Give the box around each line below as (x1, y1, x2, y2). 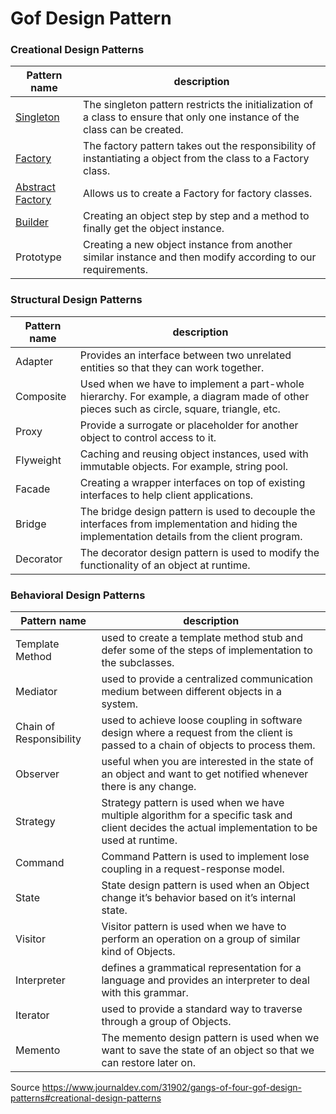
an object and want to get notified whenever (101, 767, 309, 781)
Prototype (15, 250, 62, 264)
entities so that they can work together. (79, 360, 265, 374)
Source (10, 1082, 40, 1094)
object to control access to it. (79, 430, 217, 444)
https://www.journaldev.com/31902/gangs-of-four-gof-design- (41, 1082, 303, 1094)
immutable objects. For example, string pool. (79, 459, 289, 473)
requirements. (83, 263, 149, 277)
